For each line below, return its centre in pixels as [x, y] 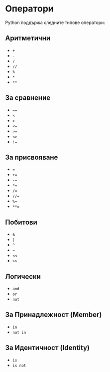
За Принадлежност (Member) [54, 315]
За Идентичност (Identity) [47, 348]
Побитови [21, 222]
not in [19, 333]
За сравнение [28, 98]
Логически [23, 276]
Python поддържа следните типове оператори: [55, 22]
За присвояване [32, 157]
